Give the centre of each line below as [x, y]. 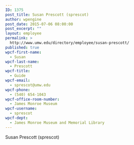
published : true [22, 47]
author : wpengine [23, 19]
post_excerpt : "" [23, 29]
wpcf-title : [18, 71]
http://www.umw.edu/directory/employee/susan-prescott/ [70, 43]
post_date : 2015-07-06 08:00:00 [39, 24]
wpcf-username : [21, 109]
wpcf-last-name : [22, 62]
